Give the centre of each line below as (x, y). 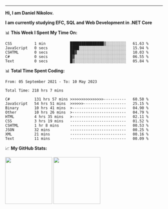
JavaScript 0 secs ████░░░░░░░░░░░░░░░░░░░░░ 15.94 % (77, 48)
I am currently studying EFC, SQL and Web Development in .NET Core (79, 22)
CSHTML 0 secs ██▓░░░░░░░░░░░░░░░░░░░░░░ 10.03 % (77, 52)
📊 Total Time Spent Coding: (35, 71)
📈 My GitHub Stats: (26, 148)
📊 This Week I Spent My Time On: (41, 32)
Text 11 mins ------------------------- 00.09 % (77, 138)
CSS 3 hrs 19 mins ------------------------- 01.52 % (77, 121)
